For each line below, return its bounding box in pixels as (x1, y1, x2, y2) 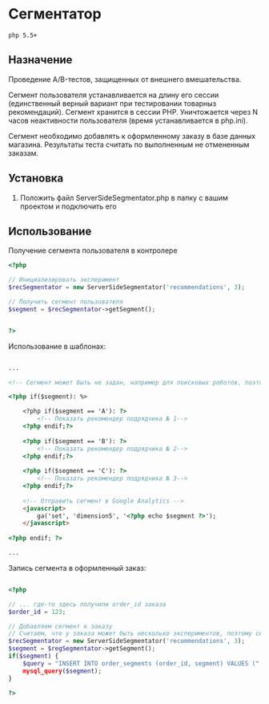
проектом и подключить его (19, 201, 118, 211)
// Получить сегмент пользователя (8, 298, 124, 306)
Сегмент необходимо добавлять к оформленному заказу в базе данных (8, 131, 256, 140)
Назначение (8, 53, 73, 67)
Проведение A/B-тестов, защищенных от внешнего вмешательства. (8, 74, 242, 84)
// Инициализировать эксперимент (8, 276, 120, 284)
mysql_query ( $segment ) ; (22, 667, 102, 675)
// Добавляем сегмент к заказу (8, 622, 113, 630)
